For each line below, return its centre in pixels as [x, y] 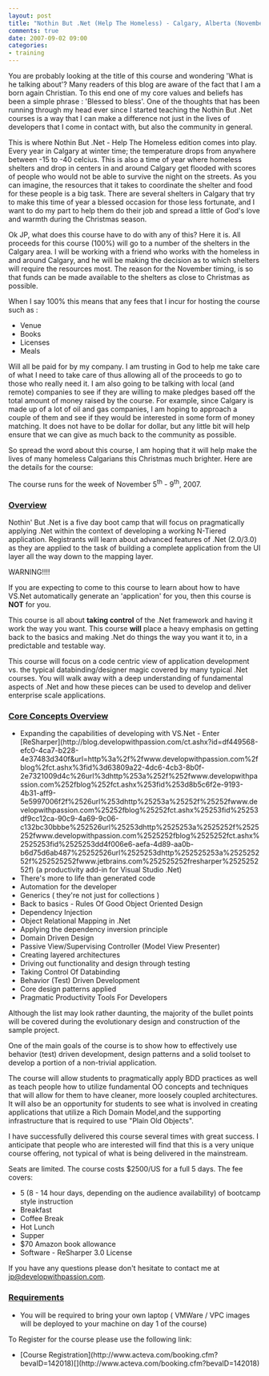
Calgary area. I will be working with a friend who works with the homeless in [134, 252]
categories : [28, 46]
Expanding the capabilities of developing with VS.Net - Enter [120, 734]
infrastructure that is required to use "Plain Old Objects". [101, 1121]
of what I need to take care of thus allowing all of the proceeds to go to [125, 375]
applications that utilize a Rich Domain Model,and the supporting [115, 1112]
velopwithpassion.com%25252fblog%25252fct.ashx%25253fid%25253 [139, 810]
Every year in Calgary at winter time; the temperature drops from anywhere [132, 151]
